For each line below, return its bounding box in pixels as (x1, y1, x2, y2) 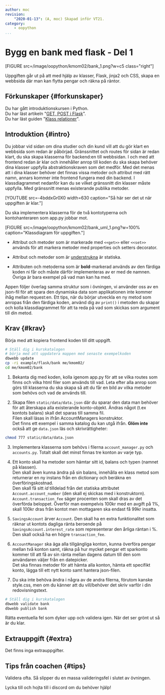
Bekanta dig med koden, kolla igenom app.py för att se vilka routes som (12, 374, 158, 380)
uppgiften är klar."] (5, 200, 43, 206)
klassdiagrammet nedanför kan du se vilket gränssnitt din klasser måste (5, 180, 151, 186)
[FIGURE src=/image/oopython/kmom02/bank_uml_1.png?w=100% (5, 224, 140, 230)
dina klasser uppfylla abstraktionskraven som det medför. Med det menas (5, 164, 155, 170)
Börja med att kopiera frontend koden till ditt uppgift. (5, 337, 112, 343)
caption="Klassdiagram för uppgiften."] (5, 230, 85, 235)
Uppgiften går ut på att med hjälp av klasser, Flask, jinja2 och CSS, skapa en (5, 73, 160, 79)
